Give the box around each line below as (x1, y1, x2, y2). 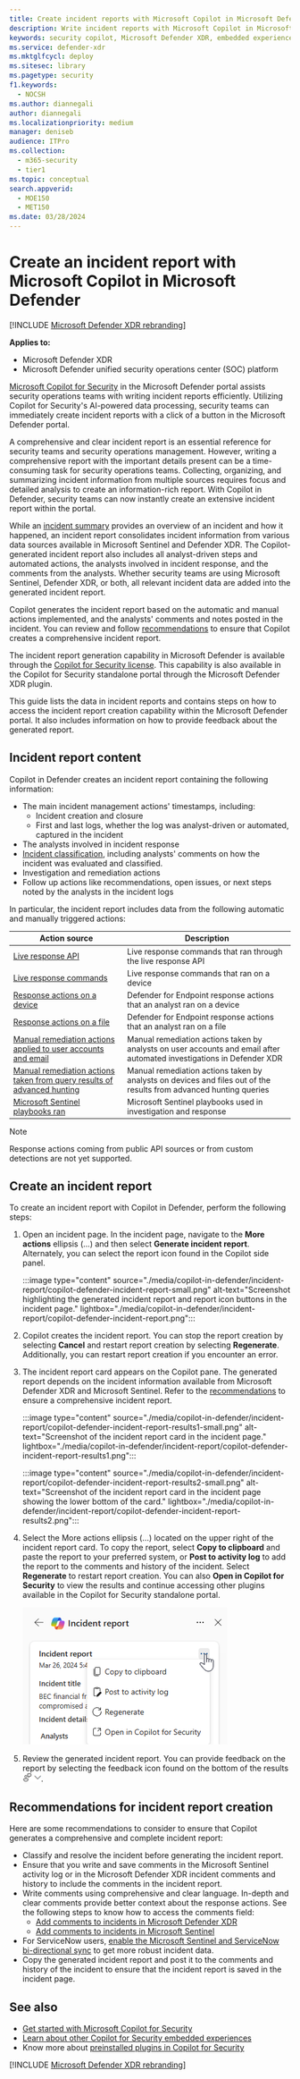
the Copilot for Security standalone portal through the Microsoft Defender (9, 669, 280, 680)
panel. (21, 1257, 46, 1269)
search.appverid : (9, 184, 74, 193)
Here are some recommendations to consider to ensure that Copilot (9, 1823, 258, 1834)
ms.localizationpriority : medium (9, 118, 134, 127)
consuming (9, 465, 51, 476)
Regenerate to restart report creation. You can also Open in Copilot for (21, 1570, 285, 1582)
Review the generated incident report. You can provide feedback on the (21, 1754, 286, 1764)
